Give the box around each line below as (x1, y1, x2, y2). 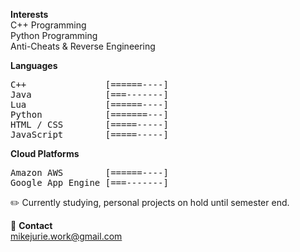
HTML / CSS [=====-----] (10, 119, 169, 130)
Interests (10, 9, 49, 20)
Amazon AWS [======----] (10, 167, 169, 178)
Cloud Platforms (10, 148, 80, 159)
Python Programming (10, 30, 98, 41)
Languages (10, 60, 58, 71)
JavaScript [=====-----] (10, 129, 169, 140)
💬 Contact (10, 220, 53, 231)
